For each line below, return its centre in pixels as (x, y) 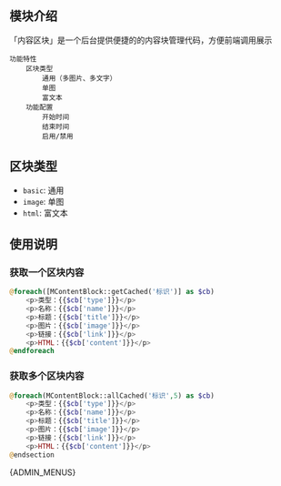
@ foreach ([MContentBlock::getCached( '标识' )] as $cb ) (112, 292)
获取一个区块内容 (47, 272)
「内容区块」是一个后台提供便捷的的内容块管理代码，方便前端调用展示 (141, 40)
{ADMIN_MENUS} (43, 472)
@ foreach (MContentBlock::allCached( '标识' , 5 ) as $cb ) (112, 395)
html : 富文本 (45, 213)
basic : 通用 (43, 190)
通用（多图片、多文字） (80, 78)
